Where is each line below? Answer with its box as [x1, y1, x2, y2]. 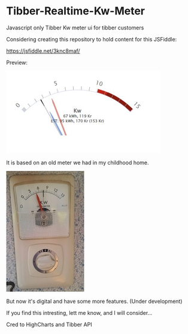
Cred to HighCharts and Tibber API [6, 321, 92, 328]
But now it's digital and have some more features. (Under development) [6, 297, 183, 305]
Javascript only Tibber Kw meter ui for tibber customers [6, 24, 144, 31]
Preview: [6, 59, 28, 66]
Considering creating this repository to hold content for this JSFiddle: [6, 35, 177, 43]
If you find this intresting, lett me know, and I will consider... [6, 309, 153, 316]
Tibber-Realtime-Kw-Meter [6, 4, 145, 18]
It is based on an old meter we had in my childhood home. [6, 159, 149, 166]
